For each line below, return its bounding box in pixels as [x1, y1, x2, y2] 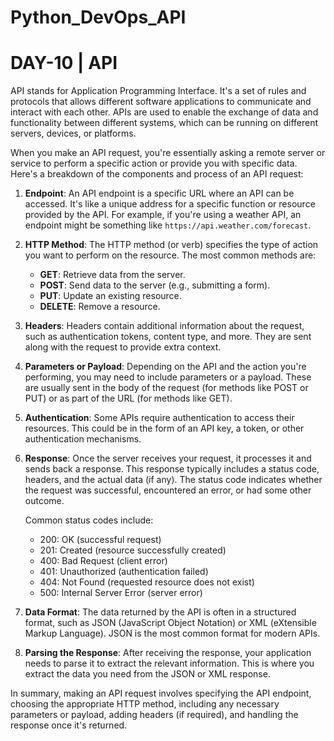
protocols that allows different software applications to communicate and [10, 96, 312, 108]
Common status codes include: [24, 514, 154, 526]
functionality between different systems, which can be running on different [10, 117, 319, 129]
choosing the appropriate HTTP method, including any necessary [10, 698, 280, 710]
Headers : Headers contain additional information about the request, [24, 320, 305, 332]
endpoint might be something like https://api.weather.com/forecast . [24, 219, 312, 231]
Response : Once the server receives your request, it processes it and [24, 452, 312, 465]
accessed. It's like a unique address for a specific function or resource [24, 198, 316, 210]
